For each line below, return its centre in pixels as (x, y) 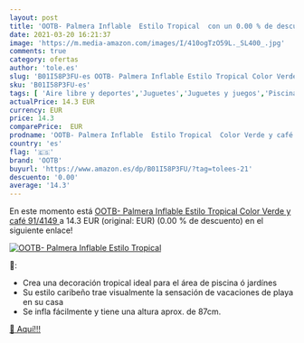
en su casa (43, 302)
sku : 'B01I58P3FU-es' (50, 85)
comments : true (38, 51)
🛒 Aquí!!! (25, 329)
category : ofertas (44, 60)
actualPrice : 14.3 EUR (52, 102)
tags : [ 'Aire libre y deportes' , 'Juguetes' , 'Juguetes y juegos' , (137, 93)
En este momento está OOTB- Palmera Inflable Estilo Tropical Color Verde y (150, 211)
